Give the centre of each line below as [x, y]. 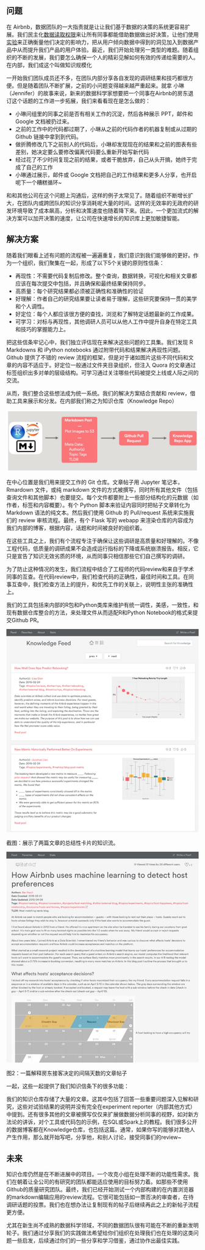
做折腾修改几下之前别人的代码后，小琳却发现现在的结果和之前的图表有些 [106, 144]
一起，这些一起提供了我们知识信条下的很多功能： [68, 1086]
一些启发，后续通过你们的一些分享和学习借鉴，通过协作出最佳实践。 [97, 1240]
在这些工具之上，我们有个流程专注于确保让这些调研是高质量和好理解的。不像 [103, 541]
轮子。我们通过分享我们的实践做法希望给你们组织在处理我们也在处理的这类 [100, 1233]
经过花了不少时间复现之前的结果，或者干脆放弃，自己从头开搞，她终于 [103, 159]
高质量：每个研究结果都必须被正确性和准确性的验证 [79, 291]
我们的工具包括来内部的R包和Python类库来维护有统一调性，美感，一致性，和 [103, 605]
